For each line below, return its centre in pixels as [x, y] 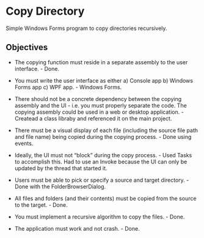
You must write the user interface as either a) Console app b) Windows [104, 80]
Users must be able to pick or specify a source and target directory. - [102, 180]
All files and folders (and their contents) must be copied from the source [105, 198]
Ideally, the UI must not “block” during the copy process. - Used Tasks [103, 155]
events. [24, 143]
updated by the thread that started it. [61, 168]
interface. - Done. [37, 69]
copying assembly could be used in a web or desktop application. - [99, 112]
